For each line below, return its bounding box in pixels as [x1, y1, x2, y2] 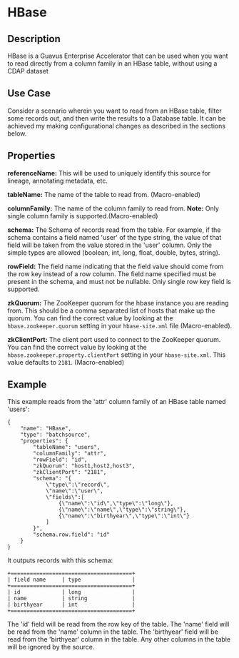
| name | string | [7, 595, 136, 602]
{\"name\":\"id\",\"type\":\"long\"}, [58, 500, 174, 507]
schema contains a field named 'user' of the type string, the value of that [7, 233, 222, 241]
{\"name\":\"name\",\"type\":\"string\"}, [58, 506, 187, 514]
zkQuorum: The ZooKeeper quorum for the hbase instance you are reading [7, 298, 230, 307]
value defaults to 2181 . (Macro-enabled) [7, 358, 125, 366]
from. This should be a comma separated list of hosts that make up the [7, 306, 215, 315]
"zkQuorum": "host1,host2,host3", [33, 462, 136, 470]
